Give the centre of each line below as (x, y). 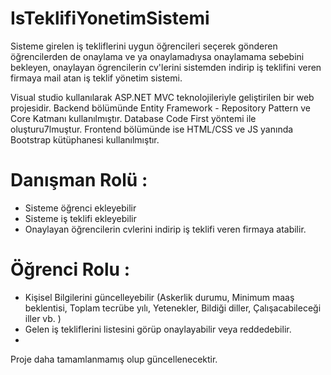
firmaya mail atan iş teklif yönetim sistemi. (96, 78)
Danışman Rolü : (79, 180)
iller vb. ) (43, 318)
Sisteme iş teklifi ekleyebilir (80, 218)
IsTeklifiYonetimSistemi (110, 18)
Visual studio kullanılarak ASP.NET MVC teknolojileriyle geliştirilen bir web (162, 97)
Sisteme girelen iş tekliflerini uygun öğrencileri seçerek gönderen (144, 46)
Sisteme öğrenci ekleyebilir (80, 208)
